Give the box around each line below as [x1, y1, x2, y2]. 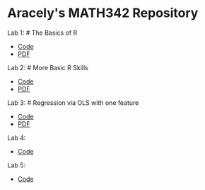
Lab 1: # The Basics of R [7, 28, 78, 37]
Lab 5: [7, 161, 26, 169]
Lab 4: [7, 133, 26, 142]
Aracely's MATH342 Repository [7, 5, 199, 21]
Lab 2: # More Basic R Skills [7, 63, 88, 72]
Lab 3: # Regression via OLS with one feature [7, 98, 139, 107]
